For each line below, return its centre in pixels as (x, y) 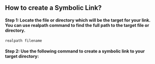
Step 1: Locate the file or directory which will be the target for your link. (78, 20)
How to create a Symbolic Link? (53, 8)
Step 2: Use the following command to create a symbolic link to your (75, 51)
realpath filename (23, 40)
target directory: (22, 56)
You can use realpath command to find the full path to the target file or (77, 25)
